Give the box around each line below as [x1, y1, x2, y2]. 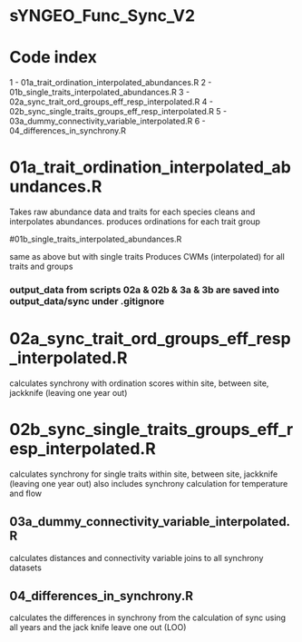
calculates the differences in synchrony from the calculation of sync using [9, 612, 287, 623]
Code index [9, 47, 97, 68]
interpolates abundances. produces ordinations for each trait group [9, 216, 261, 227]
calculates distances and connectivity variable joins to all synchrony [9, 552, 264, 563]
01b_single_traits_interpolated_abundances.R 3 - [9, 87, 190, 98]
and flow [9, 488, 43, 499]
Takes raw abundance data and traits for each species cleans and [9, 206, 256, 218]
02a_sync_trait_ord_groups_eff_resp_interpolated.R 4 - [9, 96, 213, 107]
